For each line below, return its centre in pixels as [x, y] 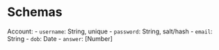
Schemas [35, 12]
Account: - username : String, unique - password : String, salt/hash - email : [110, 31]
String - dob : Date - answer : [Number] [60, 38]
